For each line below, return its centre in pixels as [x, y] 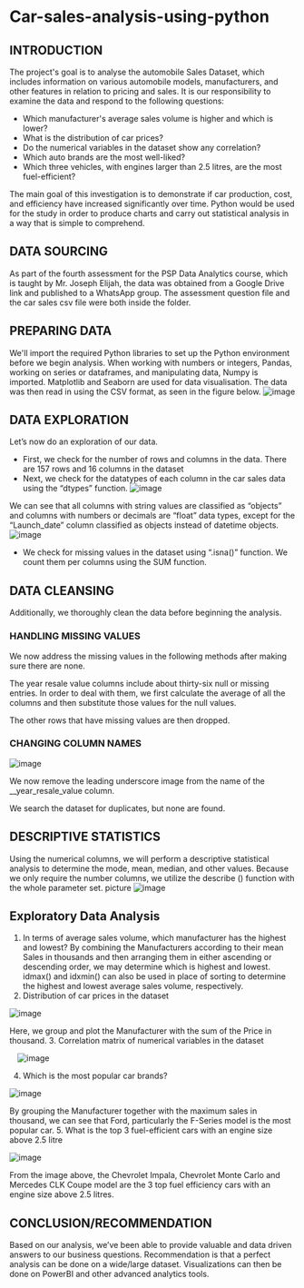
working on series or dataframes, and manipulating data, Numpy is [134, 372]
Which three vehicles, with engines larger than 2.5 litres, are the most [152, 167]
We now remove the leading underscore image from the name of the [137, 781]
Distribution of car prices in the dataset [96, 996]
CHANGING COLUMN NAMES [76, 744]
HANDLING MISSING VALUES [75, 636]
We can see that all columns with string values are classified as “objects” [146, 506]
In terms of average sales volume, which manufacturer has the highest [154, 938]
